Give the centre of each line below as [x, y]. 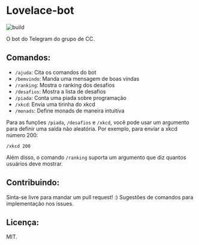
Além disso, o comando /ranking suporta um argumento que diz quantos [96, 157]
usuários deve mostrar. [34, 164]
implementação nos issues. [40, 203]
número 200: [22, 135]
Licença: [23, 222]
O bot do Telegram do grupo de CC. [50, 39]
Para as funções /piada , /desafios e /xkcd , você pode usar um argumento [98, 122]
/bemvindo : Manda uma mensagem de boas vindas [77, 78]
